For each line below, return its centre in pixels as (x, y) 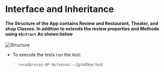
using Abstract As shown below (39, 34)
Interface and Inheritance (60, 9)
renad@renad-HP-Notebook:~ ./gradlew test (60, 64)
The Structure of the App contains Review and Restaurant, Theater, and (82, 23)
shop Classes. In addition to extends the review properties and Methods (82, 28)
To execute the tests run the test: (47, 55)
